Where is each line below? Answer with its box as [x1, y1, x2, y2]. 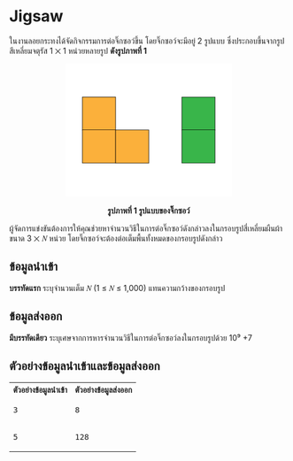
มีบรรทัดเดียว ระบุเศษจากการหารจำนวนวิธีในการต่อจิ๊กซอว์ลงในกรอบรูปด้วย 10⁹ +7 [9, 332, 252, 342]
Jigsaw [9, 6, 64, 27]
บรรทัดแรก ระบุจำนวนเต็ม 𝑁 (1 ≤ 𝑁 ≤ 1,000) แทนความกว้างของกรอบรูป [9, 282, 226, 293]
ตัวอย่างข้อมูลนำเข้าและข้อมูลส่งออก [9, 358, 161, 373]
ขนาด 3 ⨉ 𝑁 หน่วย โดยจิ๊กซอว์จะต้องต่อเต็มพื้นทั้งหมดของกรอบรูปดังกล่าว [9, 233, 223, 243]
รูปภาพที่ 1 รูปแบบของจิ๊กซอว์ [107, 205, 190, 216]
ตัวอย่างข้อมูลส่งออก [74, 384, 133, 395]
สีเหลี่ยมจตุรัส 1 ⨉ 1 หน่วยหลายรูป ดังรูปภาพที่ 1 [9, 45, 148, 56]
